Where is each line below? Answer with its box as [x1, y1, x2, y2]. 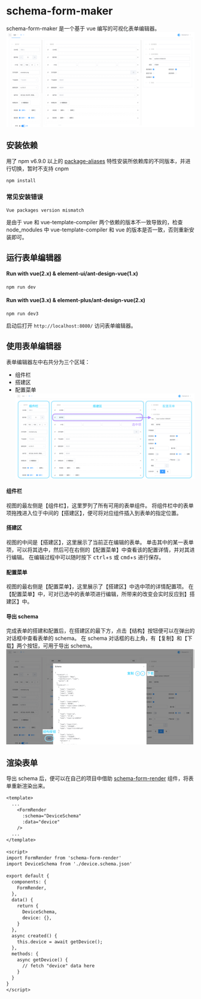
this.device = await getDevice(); [17, 939, 103, 945]
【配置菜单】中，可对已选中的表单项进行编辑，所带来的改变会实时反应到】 [6, 591, 190, 598]
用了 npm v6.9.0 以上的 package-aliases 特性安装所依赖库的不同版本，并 [6, 157, 185, 164]
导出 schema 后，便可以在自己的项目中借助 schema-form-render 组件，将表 [6, 775, 194, 782]
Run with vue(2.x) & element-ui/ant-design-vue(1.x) [6, 270, 139, 277]
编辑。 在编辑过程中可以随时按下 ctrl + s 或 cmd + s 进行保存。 [11, 553, 165, 561]
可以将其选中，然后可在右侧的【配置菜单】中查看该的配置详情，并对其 [16, 546, 190, 553]
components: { [11, 879, 47, 885]
